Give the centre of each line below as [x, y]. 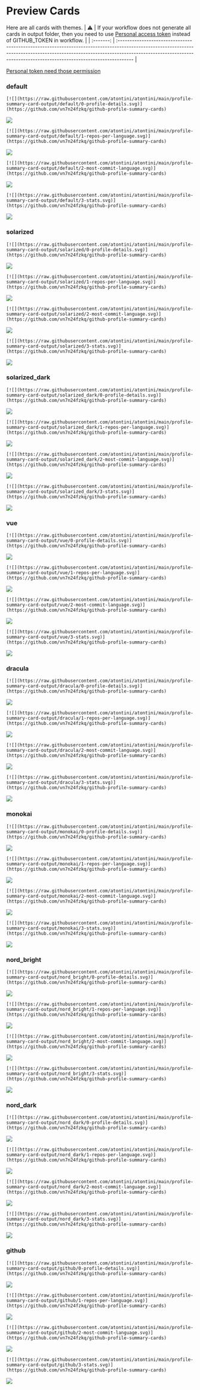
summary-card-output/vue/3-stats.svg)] [56, 637]
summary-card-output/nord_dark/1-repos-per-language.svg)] [81, 1155]
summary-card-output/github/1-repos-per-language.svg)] [77, 1300]
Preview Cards [43, 11]
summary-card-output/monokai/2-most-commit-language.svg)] [81, 896]
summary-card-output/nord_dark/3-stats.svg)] [64, 1219]
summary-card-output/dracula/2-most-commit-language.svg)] [81, 751]
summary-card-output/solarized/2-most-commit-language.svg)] [84, 314]
